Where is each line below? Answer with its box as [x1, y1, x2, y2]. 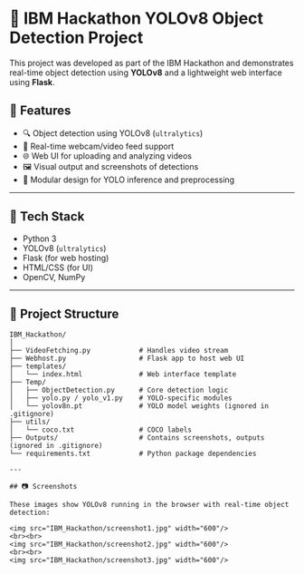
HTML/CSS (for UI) [22, 262, 93, 273]
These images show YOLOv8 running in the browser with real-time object [9, 501, 290, 510]
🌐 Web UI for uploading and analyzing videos [22, 150, 193, 161]
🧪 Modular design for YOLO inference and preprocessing [22, 174, 235, 185]
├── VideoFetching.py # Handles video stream [9, 346, 229, 355]
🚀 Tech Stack [9, 209, 85, 225]
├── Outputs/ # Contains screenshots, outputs [9, 433, 265, 443]
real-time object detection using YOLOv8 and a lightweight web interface [9, 67, 282, 78]
